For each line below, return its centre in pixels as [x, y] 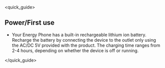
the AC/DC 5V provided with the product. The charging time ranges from [86, 45]
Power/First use [30, 23]
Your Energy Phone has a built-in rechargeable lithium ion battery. [79, 35]
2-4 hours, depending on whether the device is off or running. [75, 50]
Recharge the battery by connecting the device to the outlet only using [84, 40]
